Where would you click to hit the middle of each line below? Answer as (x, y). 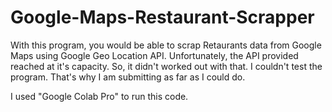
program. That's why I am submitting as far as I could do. (128, 77)
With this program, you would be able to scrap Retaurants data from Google (166, 45)
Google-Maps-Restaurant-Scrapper (162, 17)
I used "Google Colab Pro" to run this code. (99, 96)
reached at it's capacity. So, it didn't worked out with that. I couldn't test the (166, 66)
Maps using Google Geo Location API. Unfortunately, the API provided (154, 55)
